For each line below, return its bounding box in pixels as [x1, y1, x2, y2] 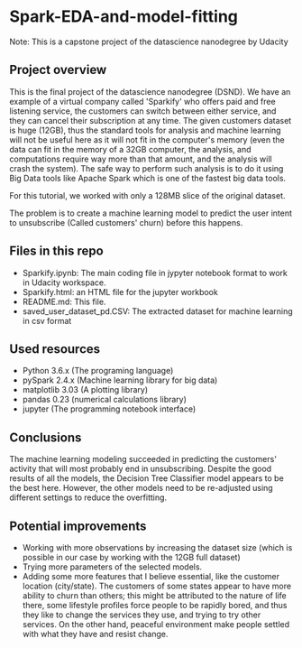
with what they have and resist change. [22, 629, 169, 639]
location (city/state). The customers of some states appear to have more [22, 580, 291, 591]
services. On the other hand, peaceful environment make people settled [22, 619, 290, 629]
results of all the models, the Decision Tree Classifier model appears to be [9, 473, 284, 484]
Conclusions [9, 430, 82, 445]
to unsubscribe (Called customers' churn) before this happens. [9, 217, 243, 227]
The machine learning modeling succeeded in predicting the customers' [9, 454, 278, 465]
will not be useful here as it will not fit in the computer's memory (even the [9, 134, 286, 145]
